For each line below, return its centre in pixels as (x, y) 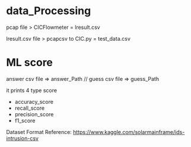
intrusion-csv (22, 138)
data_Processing (49, 11)
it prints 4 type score (32, 90)
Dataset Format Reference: (39, 132)
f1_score (25, 120)
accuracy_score (34, 102)
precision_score (34, 114)
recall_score (30, 108)
